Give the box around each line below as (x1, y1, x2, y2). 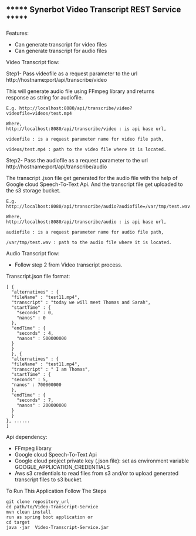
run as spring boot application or (6, 514, 93, 520)
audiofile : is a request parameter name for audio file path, (6, 229, 164, 235)
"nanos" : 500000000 (16, 335, 67, 341)
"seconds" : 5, (11, 377, 49, 382)
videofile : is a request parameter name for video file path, (6, 136, 164, 142)
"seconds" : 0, (16, 309, 54, 315)
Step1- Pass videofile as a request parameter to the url (6, 70, 138, 77)
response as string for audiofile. (6, 94, 83, 101)
